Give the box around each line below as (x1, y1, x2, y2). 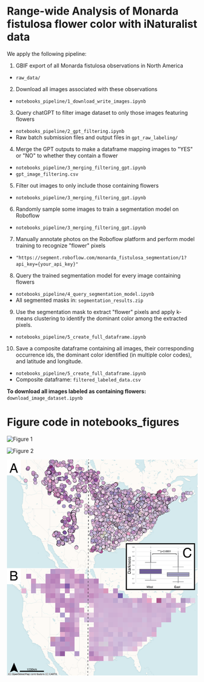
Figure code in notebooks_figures (7, 415, 180, 429)
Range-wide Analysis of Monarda (7, 4, 179, 18)
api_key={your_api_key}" (15, 261, 79, 267)
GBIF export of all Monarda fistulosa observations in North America (15, 62, 183, 69)
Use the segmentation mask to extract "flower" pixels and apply (15, 308, 175, 315)
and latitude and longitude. (15, 357, 83, 365)
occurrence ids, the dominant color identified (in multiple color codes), (15, 351, 192, 358)
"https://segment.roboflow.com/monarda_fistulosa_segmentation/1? (15, 254, 187, 261)
